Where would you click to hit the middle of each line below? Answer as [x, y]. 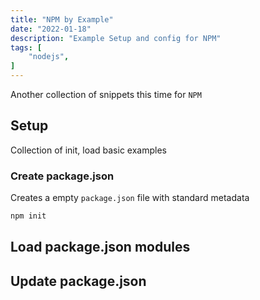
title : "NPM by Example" [62, 19]
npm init [28, 216]
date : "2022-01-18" [51, 29]
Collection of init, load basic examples [88, 150]
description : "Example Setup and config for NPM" [116, 38]
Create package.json [62, 176]
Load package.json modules [100, 247]
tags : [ [26, 47]
